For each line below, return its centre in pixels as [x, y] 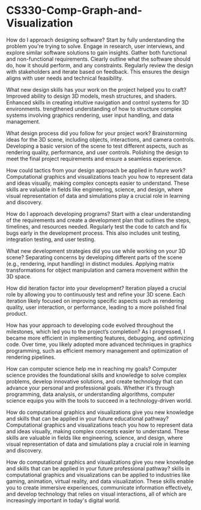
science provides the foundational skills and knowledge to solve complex [97, 375]
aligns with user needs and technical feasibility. [65, 78]
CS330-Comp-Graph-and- [74, 10]
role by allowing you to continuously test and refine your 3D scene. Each [96, 294]
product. [17, 313]
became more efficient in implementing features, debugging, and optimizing [100, 338]
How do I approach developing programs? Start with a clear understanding [98, 214]
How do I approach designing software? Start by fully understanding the [95, 40]
